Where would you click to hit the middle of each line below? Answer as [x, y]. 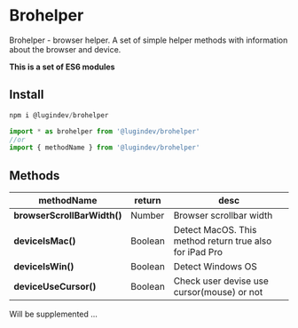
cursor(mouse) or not [218, 292]
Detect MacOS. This [215, 230]
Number [147, 216]
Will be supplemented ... [53, 314]
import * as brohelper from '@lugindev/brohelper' [105, 131]
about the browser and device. [65, 49]
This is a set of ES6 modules [62, 67]
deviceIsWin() [44, 267]
